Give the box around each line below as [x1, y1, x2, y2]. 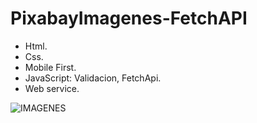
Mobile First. [24, 61, 77, 73]
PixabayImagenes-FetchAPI [10, 7, 248, 30]
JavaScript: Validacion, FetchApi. [24, 72, 162, 84]
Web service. [24, 82, 80, 94]
